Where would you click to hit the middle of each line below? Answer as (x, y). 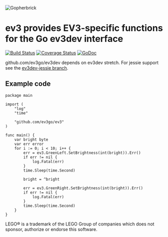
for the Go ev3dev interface (64, 39)
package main (19, 95)
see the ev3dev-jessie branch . (37, 68)
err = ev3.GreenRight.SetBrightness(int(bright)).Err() (83, 188)
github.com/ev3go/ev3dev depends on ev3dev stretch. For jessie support (82, 63)
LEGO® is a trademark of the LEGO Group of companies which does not (80, 224)
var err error (29, 144)
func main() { (20, 135)
